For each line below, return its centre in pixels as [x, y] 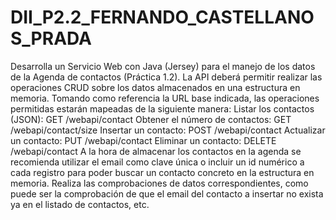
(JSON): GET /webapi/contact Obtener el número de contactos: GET [151, 119]
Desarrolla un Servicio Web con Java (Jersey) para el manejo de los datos [163, 66]
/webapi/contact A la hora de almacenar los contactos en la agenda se [156, 151]
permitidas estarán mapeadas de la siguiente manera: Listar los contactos [162, 108]
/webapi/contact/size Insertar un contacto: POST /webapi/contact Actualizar [168, 130]
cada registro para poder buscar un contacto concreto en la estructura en [162, 172]
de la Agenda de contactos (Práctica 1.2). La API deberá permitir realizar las [166, 77]
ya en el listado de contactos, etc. [80, 204]
